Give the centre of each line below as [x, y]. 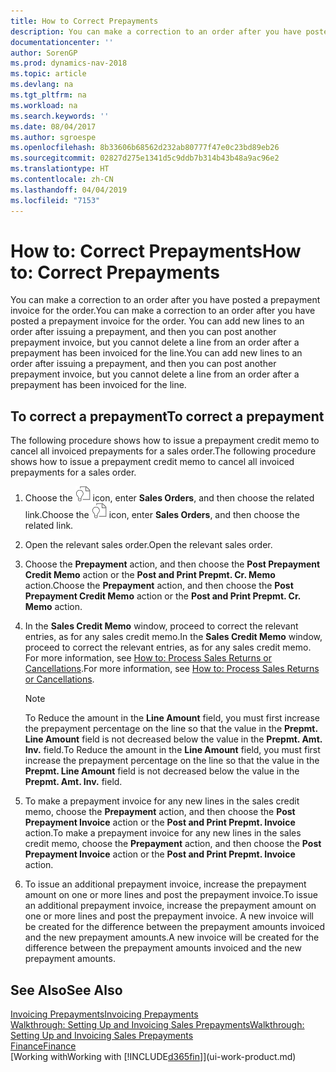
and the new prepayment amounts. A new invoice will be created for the [172, 937]
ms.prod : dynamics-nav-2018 [69, 63]
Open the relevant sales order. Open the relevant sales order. [148, 545]
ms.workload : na [44, 105]
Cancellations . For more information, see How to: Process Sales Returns [172, 669]
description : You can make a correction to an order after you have [156, 31]
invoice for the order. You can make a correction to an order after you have [163, 311]
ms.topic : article [48, 74]
